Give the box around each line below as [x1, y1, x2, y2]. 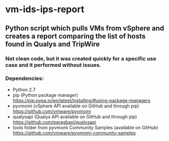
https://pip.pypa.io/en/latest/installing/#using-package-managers [12, 97, 151, 103]
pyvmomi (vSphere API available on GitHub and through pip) [12, 103, 139, 109]
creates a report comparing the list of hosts [5, 32, 146, 40]
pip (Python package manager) [12, 92, 78, 98]
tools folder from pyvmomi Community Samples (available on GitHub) [12, 124, 159, 130]
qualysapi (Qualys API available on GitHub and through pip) [12, 114, 137, 120]
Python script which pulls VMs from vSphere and [5, 24, 164, 33]
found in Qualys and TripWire [5, 40, 100, 48]
